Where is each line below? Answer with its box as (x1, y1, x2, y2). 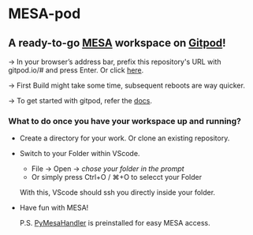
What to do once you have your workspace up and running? (8, 115, 242, 126)
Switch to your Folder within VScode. (19, 149, 140, 159)
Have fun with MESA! (19, 203, 89, 213)
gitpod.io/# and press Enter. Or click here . (8, 65, 144, 75)
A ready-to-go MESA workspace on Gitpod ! (8, 36, 226, 50)
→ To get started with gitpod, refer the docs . (8, 96, 152, 105)
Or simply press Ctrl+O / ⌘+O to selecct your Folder (31, 173, 203, 182)
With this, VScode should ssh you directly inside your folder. (19, 188, 215, 197)
